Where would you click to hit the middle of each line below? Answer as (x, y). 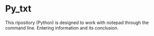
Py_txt (18, 9)
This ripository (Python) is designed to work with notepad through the (77, 22)
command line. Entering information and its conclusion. (62, 27)
